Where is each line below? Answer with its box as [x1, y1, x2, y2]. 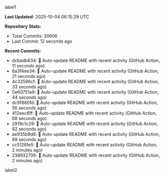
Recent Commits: [4, 48, 41, 54]
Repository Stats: [4, 23, 42, 29]
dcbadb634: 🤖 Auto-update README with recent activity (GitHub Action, [11, 58, 161, 63]
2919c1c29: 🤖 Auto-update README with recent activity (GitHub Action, [11, 121, 158, 126]
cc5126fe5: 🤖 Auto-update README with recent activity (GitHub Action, [11, 142, 158, 148]
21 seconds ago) [11, 73, 46, 79]
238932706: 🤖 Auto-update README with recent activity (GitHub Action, [11, 152, 161, 158]
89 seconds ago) [11, 136, 47, 142]
